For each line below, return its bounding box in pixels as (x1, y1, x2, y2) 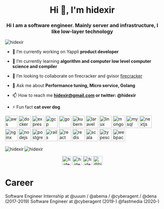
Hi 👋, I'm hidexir (49, 4, 115, 16)
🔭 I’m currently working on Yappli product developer (12, 49, 119, 55)
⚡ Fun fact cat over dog (12, 104, 60, 110)
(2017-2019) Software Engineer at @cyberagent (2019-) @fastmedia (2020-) (5, 199, 160, 205)
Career (5, 177, 34, 188)
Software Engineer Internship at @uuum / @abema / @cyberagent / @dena (5, 193, 157, 199)
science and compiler (12, 63, 57, 69)
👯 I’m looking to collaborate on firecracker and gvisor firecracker (12, 73, 143, 79)
